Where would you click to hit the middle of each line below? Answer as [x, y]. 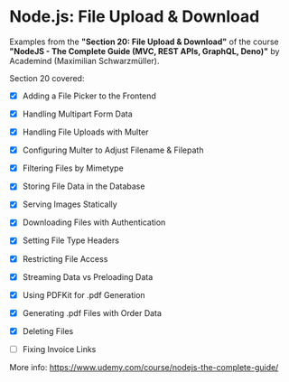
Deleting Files [48, 331]
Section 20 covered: [47, 78]
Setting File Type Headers [71, 240]
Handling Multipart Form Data [77, 114]
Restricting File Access [65, 258]
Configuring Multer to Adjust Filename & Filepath [113, 150]
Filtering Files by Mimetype [73, 168]
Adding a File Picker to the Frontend [89, 96]
